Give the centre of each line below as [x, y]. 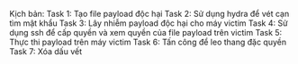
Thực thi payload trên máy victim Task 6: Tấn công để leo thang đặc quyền [148, 42]
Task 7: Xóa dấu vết [46, 52]
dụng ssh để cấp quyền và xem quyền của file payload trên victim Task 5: [146, 32]
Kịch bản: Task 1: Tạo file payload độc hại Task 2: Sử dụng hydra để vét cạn [149, 14]
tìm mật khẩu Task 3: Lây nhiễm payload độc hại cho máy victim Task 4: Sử [149, 23]
